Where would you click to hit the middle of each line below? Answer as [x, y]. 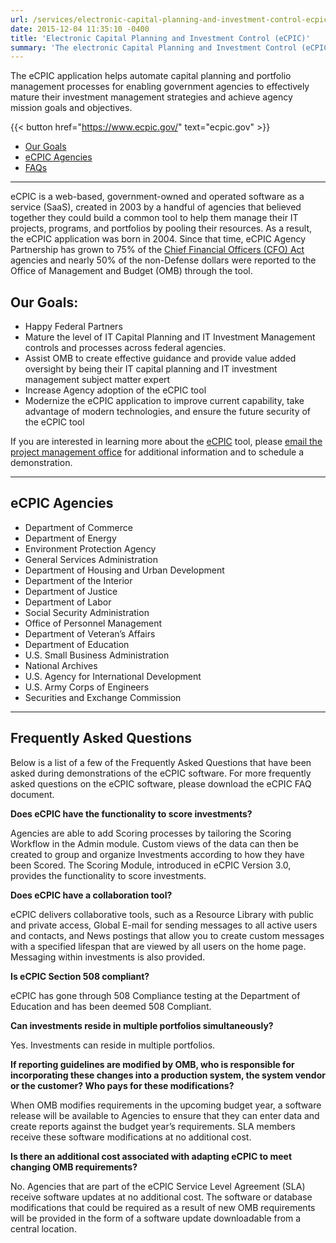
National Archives [61, 665]
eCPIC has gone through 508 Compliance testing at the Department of [155, 995]
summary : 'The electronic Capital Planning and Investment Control [154, 47]
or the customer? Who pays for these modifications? [122, 1085]
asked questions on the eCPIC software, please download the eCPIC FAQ [161, 783]
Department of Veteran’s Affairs [90, 633]
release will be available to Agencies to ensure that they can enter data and [165, 1115]
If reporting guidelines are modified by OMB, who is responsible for [152, 1064]
